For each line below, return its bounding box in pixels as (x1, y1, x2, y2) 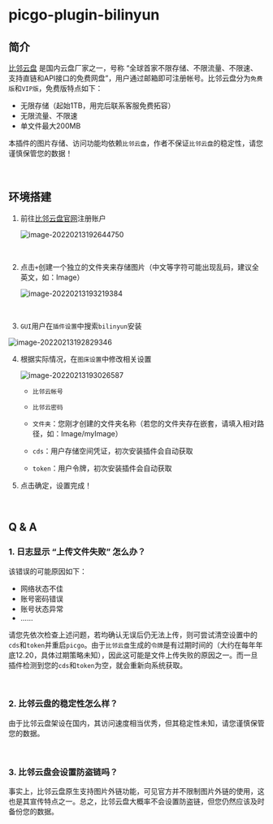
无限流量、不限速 (19, 111, 78, 120)
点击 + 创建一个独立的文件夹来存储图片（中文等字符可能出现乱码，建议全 (19, 262, 259, 271)
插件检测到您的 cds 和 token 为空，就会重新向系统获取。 (8, 660, 188, 670)
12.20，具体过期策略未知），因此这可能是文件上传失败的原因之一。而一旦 (15, 650, 258, 660)
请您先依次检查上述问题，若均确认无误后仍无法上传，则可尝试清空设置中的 (8, 630, 258, 640)
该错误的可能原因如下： (8, 566, 87, 576)
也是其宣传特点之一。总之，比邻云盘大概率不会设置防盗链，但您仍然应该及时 (8, 796, 265, 806)
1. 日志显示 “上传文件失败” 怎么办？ (8, 546, 146, 557)
